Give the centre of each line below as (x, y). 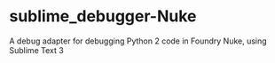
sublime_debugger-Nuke (103, 16)
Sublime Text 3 (36, 50)
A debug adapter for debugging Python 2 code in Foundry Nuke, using (138, 41)
